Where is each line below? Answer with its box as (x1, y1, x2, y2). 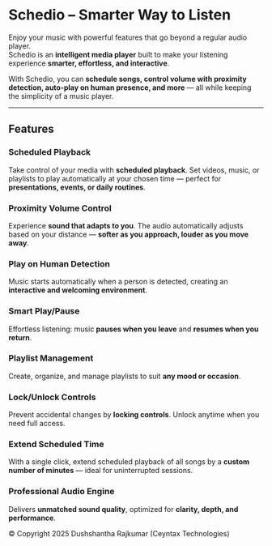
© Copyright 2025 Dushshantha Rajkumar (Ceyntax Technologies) (8, 528, 230, 538)
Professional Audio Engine (8, 486, 115, 497)
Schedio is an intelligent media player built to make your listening (8, 49, 228, 59)
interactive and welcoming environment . (8, 285, 148, 295)
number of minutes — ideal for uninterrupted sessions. (8, 466, 193, 476)
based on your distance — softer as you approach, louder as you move (8, 229, 249, 239)
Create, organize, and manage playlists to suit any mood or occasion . (8, 371, 241, 381)
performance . (8, 513, 57, 523)
